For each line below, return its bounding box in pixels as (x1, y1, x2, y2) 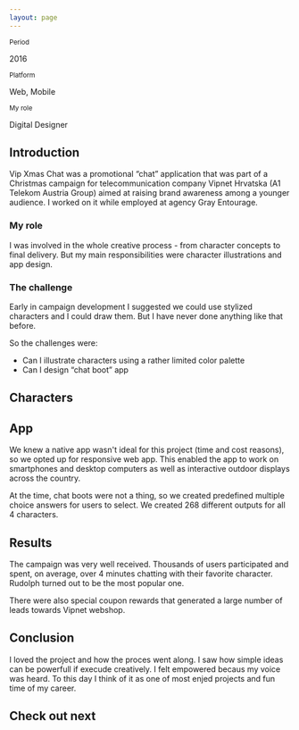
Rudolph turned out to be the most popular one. (9, 578, 185, 589)
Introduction (9, 145, 80, 161)
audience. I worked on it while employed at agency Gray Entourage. (9, 197, 259, 208)
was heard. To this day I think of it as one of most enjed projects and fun (9, 673, 276, 684)
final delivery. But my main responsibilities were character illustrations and (9, 249, 283, 260)
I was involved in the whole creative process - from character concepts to (9, 239, 281, 250)
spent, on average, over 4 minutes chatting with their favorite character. (9, 568, 274, 579)
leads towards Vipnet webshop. (9, 605, 126, 616)
